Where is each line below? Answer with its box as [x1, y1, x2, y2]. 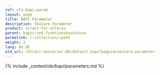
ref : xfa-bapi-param [5, 7, 48, 12]
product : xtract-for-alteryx [5, 26, 66, 31]
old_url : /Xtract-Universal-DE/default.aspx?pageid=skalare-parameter [5, 49, 155, 54]
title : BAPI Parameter [5, 16, 52, 21]
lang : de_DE [5, 44, 30, 49]
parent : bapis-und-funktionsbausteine [5, 30, 86, 35]
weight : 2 [5, 40, 26, 45]
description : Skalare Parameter [5, 21, 72, 26]
